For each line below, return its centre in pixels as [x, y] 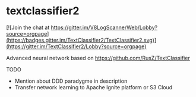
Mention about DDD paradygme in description [71, 81]
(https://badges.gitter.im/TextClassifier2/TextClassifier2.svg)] [81, 40]
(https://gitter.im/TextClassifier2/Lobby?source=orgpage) [76, 46]
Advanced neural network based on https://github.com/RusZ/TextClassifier [98, 58]
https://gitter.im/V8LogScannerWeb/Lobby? [104, 27]
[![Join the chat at [28, 27]
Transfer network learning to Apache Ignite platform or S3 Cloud [94, 87]
